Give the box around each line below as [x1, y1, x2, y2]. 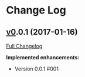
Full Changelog [6, 42, 43, 49]
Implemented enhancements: [6, 54, 80, 61]
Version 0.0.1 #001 [14, 65, 59, 72]
